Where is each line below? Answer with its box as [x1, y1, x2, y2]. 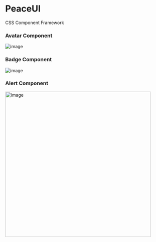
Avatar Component [5, 32, 53, 39]
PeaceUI [5, 3, 41, 15]
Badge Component [5, 56, 52, 63]
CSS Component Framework [5, 20, 64, 26]
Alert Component [5, 80, 49, 87]
